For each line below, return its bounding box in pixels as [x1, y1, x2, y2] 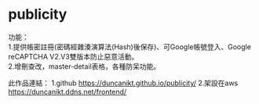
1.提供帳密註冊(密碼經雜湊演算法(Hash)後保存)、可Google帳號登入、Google [8, 41, 251, 52]
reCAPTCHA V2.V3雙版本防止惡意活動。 [8, 52, 139, 61]
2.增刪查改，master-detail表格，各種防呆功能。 [8, 61, 161, 71]
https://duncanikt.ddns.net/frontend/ [8, 87, 127, 96]
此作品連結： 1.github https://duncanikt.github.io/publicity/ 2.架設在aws [8, 78, 239, 88]
